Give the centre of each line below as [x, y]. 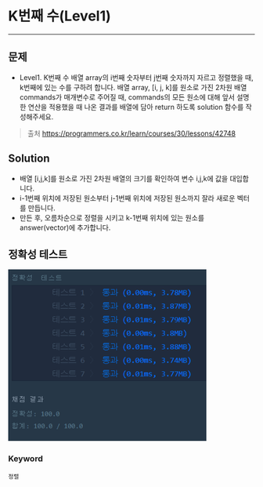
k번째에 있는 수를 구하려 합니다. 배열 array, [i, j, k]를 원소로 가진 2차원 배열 [133, 87]
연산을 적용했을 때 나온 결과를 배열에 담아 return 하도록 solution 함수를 [136, 107]
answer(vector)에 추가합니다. [65, 227]
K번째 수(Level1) [59, 16]
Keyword [25, 459]
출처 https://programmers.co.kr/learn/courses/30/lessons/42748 [131, 133]
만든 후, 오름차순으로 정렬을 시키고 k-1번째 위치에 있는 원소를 [112, 217]
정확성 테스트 [38, 254]
